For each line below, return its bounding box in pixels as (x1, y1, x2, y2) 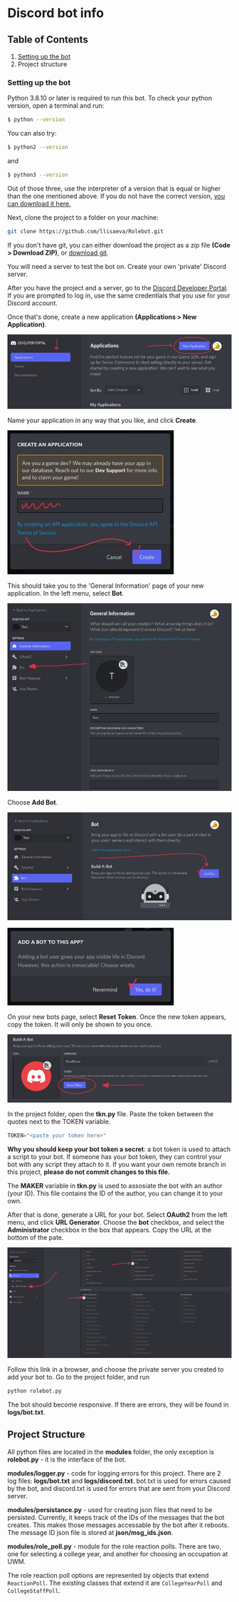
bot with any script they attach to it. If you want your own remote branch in (7, 1160, 226, 1168)
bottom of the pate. (7, 1233, 64, 1242)
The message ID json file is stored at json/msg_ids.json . (7, 1528, 174, 1536)
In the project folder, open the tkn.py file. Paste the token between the (7, 1109, 214, 1118)
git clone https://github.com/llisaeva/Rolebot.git (7, 228, 164, 235)
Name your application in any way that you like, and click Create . (7, 416, 198, 424)
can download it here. (7, 199, 71, 208)
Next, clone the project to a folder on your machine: (7, 213, 159, 222)
